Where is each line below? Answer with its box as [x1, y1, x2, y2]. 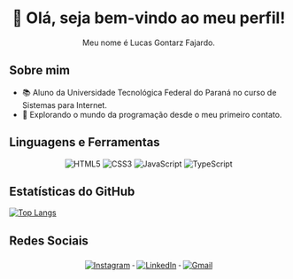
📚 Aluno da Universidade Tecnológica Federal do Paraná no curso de [21, 87, 277, 97]
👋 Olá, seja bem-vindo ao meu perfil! [12, 8, 286, 28]
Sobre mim [9, 63, 71, 78]
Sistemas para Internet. [21, 99, 108, 110]
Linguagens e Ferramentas [9, 135, 161, 150]
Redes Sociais [9, 233, 89, 248]
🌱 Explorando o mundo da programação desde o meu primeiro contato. [21, 109, 282, 120]
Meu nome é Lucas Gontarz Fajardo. [82, 37, 215, 48]
